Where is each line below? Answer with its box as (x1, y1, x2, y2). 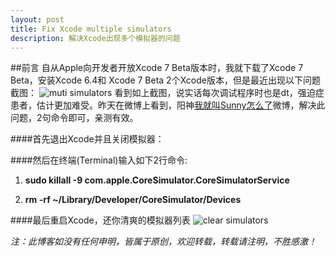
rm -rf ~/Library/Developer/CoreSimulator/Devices (24, 194, 242, 206)
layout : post (10, 14, 65, 25)
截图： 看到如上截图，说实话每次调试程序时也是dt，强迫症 (10, 87, 325, 99)
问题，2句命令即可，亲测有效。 (10, 112, 139, 124)
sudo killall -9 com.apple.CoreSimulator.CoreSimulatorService (24, 174, 290, 186)
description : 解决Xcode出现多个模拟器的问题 (10, 33, 181, 43)
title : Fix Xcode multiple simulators (10, 24, 172, 34)
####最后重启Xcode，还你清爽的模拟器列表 (10, 214, 191, 226)
